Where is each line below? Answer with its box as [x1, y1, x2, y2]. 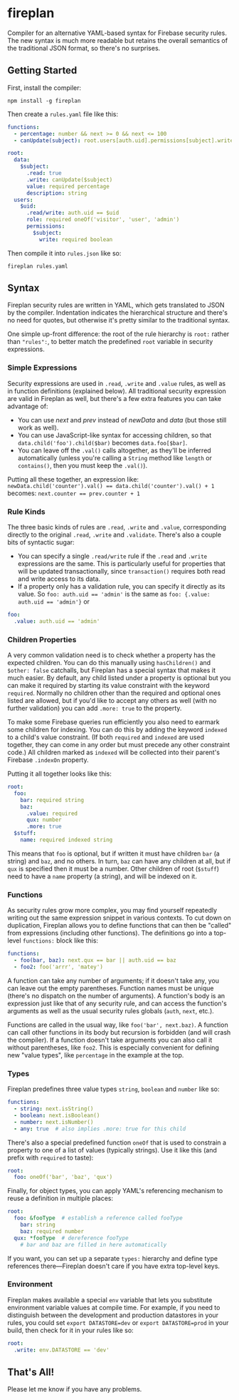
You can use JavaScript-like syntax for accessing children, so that [17, 430, 212, 440]
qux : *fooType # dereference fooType [14, 1234, 129, 1242]
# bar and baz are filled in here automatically [20, 1241, 167, 1248]
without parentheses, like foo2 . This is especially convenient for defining [7, 1043, 219, 1052]
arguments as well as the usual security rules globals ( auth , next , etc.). [7, 1006, 215, 1015]
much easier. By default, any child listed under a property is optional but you [7, 674, 231, 682]
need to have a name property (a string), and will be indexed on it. [7, 872, 197, 881]
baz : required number [20, 1227, 84, 1235]
